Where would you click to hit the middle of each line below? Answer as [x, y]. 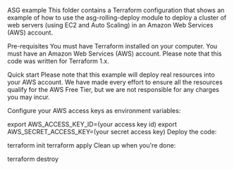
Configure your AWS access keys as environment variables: [94, 111]
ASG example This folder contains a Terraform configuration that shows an [116, 10]
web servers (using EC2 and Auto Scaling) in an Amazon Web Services [110, 25]
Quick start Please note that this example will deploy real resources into [111, 74]
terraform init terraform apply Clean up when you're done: [92, 145]
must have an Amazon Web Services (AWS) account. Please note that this [115, 53]
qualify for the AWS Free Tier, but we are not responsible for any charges [113, 90]
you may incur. [29, 97]
